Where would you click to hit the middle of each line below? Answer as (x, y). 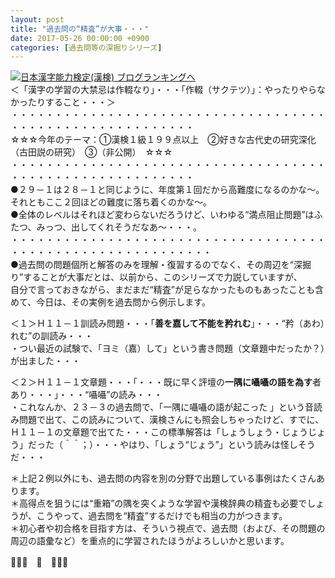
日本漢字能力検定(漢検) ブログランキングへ (108, 77)
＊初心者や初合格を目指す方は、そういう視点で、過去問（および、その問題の (168, 528)
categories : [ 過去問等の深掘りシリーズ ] (86, 47)
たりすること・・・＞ (71, 102)
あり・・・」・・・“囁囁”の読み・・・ (86, 395)
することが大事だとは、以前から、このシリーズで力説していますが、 (163, 277)
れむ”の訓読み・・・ (52, 336)
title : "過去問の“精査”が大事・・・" (80, 29)
